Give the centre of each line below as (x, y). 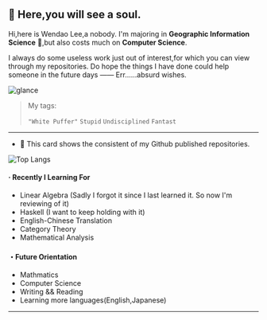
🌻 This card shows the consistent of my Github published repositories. (135, 143)
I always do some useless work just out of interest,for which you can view (129, 57)
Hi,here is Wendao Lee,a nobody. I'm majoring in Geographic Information (129, 33)
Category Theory (48, 229)
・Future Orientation (43, 256)
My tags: (42, 105)
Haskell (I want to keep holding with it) (82, 213)
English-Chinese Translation (66, 220)
